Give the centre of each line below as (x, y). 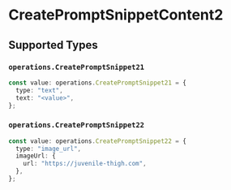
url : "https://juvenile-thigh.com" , (85, 164)
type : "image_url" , (49, 149)
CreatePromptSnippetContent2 (116, 15)
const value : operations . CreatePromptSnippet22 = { (97, 141)
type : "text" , (39, 90)
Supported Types (53, 45)
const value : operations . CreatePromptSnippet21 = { (97, 83)
